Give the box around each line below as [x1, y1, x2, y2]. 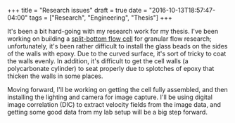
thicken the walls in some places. [7, 72, 103, 80]
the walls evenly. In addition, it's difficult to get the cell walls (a [7, 57, 189, 65]
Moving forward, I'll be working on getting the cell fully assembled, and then [7, 86, 228, 93]
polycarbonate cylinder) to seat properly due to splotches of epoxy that [7, 65, 215, 72]
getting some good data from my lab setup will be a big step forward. [7, 108, 208, 116]
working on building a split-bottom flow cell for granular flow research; [7, 34, 212, 43]
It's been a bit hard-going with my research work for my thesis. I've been [7, 27, 219, 35]
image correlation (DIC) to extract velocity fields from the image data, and [7, 101, 222, 108]
